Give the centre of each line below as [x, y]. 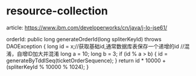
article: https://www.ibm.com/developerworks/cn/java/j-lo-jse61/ [87, 28]
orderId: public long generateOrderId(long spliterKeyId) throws [84, 39]
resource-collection [57, 11]
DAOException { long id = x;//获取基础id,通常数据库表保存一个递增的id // [96, 46]
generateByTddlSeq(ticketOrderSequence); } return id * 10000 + [86, 60]
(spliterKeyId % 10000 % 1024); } [48, 66]
